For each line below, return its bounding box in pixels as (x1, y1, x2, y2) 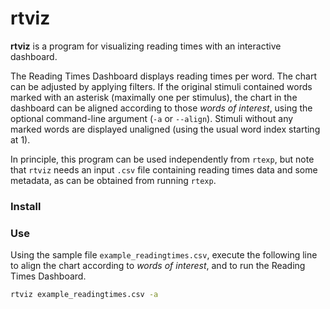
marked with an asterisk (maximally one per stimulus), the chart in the (10, 91, 298, 103)
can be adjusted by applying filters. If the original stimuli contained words (10, 80, 313, 92)
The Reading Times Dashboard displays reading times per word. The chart (10, 70, 318, 82)
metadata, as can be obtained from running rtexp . (10, 174, 217, 186)
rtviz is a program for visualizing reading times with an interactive (10, 40, 282, 52)
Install (10, 199, 42, 213)
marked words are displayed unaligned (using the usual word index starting (10, 123, 321, 135)
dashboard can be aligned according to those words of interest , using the (10, 102, 313, 114)
